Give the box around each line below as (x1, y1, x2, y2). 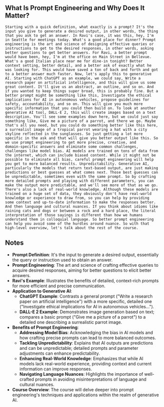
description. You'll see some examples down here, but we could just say (5, 114, 159, 119)
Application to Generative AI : (12, 288, 72, 294)
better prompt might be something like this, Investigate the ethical (5, 93, 152, 98)
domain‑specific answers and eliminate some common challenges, (5, 144, 139, 149)
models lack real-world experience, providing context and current (19, 361, 152, 366)
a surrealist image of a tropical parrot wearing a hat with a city (5, 127, 147, 132)
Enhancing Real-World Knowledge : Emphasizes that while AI (19, 355, 143, 361)
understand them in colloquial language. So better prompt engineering (5, 217, 154, 222)
